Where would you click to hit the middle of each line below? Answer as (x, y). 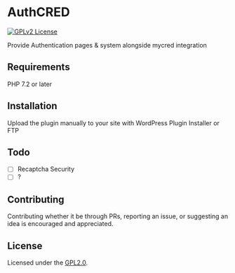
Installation (32, 106)
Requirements (39, 67)
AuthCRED (39, 12)
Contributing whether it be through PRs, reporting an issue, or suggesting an (118, 216)
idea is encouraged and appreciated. (60, 224)
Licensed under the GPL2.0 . (48, 262)
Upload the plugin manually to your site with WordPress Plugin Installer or (113, 122)
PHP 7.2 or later (30, 84)
